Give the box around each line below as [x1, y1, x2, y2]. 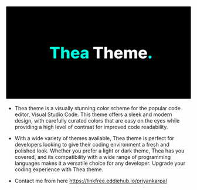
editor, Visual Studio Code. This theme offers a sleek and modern [14, 111, 172, 118]
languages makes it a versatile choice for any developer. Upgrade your [14, 160, 186, 167]
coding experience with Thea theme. [14, 166, 104, 173]
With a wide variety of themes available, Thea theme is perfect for [14, 135, 175, 141]
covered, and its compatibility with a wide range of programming [14, 154, 171, 160]
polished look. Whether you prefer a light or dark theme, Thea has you [14, 147, 185, 154]
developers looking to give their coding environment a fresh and [14, 141, 170, 148]
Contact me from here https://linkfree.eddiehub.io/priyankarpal [14, 177, 167, 184]
